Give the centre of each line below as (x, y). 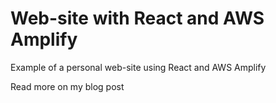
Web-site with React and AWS (137, 18)
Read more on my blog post (67, 86)
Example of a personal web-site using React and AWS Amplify (138, 67)
